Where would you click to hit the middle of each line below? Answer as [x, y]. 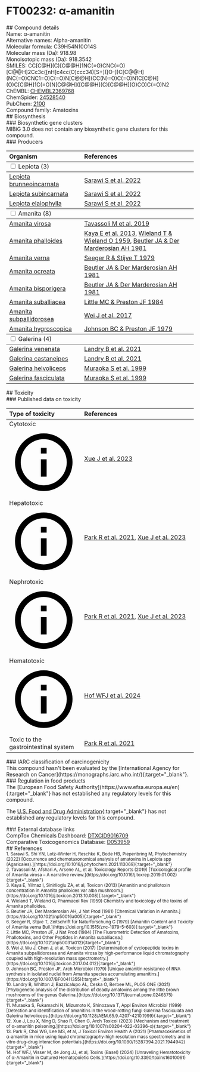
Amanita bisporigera [37, 288]
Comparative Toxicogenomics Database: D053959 [68, 842]
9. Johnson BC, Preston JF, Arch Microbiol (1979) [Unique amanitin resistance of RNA [93, 969]
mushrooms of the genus [32, 995]
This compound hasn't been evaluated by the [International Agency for [93, 768]
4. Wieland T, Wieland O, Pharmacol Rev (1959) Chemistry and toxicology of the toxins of [97, 901]
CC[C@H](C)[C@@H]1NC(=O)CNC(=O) [76, 65]
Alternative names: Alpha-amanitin [49, 40]
